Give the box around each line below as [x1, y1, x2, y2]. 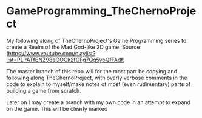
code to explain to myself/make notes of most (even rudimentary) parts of [6, 80, 191, 88]
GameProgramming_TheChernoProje [6, 4, 197, 18]
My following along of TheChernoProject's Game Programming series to [6, 37, 187, 44]
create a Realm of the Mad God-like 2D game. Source [6, 43, 140, 51]
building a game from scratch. [6, 87, 82, 94]
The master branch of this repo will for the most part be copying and [6, 67, 178, 75]
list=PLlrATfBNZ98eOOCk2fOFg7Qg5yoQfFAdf [6, 56, 123, 63]
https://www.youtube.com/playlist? [8, 49, 96, 57]
